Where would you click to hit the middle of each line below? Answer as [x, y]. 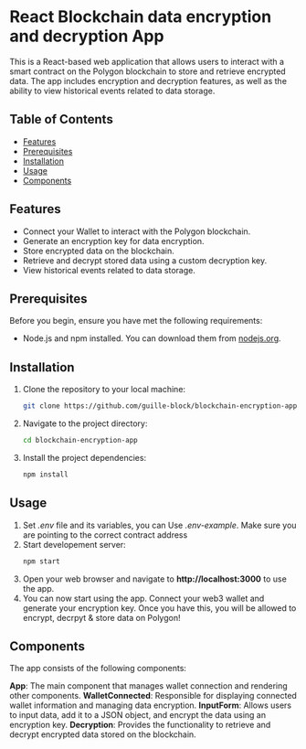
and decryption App [87, 36]
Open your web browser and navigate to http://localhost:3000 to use [155, 579]
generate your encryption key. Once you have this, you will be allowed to [159, 608]
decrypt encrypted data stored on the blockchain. [103, 734]
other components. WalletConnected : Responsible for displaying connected [153, 696]
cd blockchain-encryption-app [80, 441]
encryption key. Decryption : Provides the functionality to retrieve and [140, 725]
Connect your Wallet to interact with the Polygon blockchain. [137, 231]
